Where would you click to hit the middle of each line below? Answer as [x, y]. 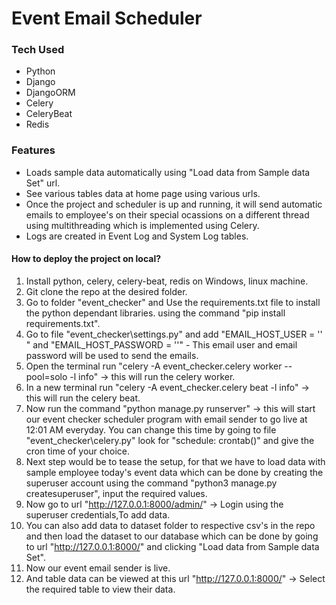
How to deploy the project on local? [86, 259]
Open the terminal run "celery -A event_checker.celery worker [154, 366]
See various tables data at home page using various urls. [143, 193]
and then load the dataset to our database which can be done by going [172, 536]
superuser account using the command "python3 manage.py [151, 483]
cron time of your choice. [78, 451]
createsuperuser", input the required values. [116, 493]
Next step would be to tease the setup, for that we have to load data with [175, 461]
